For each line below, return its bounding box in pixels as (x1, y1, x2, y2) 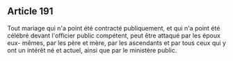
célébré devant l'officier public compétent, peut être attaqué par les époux (7, 31, 221, 40)
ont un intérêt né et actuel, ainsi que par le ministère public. (7, 46, 177, 54)
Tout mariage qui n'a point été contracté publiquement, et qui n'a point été (7, 24, 220, 32)
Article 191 (7, 6, 54, 17)
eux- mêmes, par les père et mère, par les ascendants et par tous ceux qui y (7, 38, 226, 47)
